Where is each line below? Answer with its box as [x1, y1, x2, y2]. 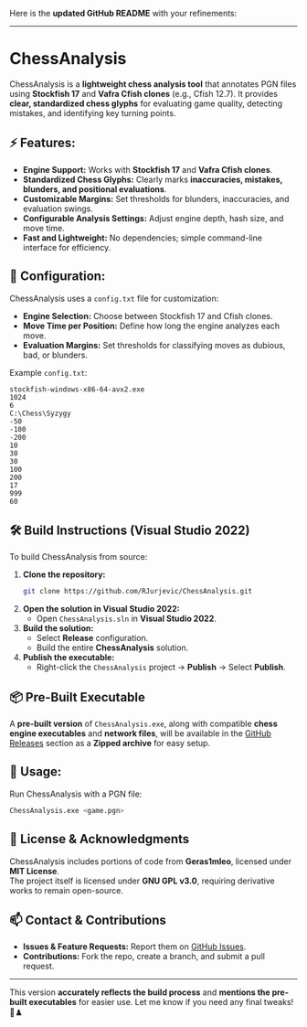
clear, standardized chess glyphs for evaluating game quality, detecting [9, 98, 283, 109]
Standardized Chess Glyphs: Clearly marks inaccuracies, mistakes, [22, 174, 283, 185]
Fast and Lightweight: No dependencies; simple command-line [22, 232, 263, 243]
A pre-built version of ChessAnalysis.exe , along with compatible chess [9, 718, 279, 730]
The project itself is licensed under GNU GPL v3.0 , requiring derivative [9, 875, 276, 886]
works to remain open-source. [9, 884, 123, 895]
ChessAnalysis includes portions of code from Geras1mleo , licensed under [9, 855, 292, 867]
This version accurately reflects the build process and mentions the [9, 987, 271, 998]
